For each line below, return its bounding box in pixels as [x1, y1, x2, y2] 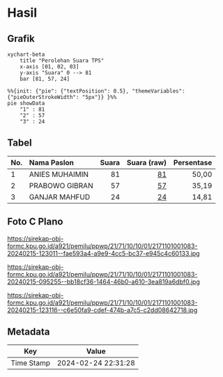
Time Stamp [10, 358, 51, 368]
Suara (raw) [126, 157, 167, 167]
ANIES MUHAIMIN [29, 169, 89, 179]
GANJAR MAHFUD [29, 192, 91, 201]
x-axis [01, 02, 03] [20, 63, 79, 70]
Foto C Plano [7, 216, 63, 228]
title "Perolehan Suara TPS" [20, 57, 105, 64]
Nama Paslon [29, 157, 75, 167]
